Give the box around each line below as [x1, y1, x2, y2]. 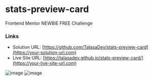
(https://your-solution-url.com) [12, 49, 77, 56]
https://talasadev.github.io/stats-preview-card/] [44, 55, 144, 61]
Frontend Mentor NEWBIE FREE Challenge [5, 20, 93, 26]
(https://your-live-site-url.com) [12, 60, 77, 66]
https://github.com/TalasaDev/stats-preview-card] [43, 44, 148, 50]
